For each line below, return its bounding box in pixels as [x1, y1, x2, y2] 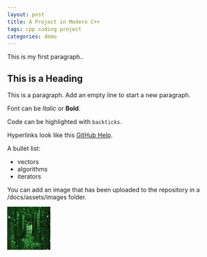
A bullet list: [7, 145, 41, 153]
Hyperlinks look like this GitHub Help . [7, 131, 113, 139]
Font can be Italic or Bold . [7, 104, 81, 113]
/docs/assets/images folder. [7, 193, 87, 201]
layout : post [7, 11, 45, 18]
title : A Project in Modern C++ [7, 18, 100, 25]
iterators [17, 172, 41, 181]
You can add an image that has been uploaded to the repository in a [7, 186, 200, 194]
